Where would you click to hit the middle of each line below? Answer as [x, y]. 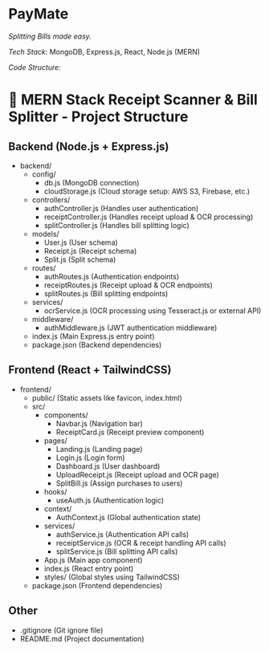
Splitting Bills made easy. [50, 36]
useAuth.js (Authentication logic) [110, 500]
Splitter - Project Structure [98, 117]
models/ [45, 234]
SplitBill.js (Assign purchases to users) [119, 483]
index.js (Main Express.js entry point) [93, 336]
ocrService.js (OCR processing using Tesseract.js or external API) [153, 311]
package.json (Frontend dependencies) [97, 585]
